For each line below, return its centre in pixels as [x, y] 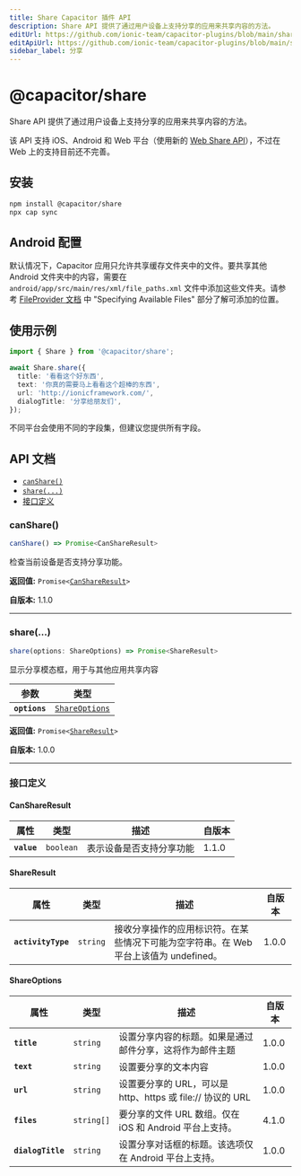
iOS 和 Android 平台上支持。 [178, 1128]
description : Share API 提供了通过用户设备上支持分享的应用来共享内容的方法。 [142, 26]
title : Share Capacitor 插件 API [70, 18]
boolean [62, 847]
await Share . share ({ [48, 368]
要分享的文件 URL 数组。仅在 [179, 1114]
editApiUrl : [31, 43]
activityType [42, 942]
